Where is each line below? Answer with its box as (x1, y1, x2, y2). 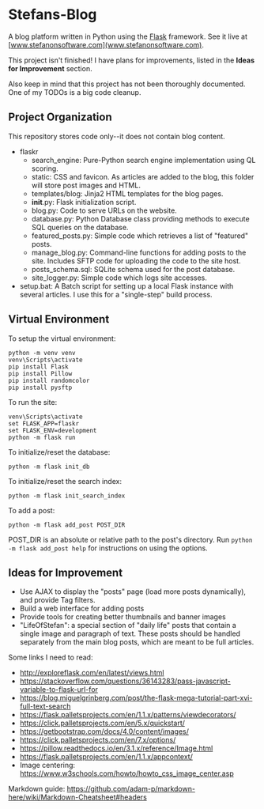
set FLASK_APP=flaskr (8, 419, 80, 428)
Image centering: (19, 761, 76, 770)
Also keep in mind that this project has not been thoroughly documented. (8, 79, 246, 89)
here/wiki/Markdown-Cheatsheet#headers (8, 792, 148, 802)
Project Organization (8, 111, 112, 124)
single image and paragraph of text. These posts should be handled (19, 629, 241, 638)
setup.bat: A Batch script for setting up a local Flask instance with (19, 281, 234, 290)
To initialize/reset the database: (8, 447, 111, 456)
